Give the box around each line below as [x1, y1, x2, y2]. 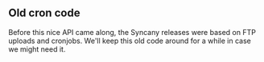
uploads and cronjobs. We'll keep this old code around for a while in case [8, 36, 251, 45]
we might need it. [8, 44, 66, 54]
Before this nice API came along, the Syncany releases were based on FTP [8, 27, 256, 37]
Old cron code [8, 6, 80, 20]
